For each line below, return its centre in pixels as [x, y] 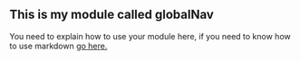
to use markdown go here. [58, 46]
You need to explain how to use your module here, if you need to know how [150, 36]
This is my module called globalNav [112, 15]
